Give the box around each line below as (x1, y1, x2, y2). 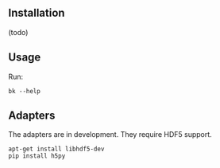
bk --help (8, 87, 41, 95)
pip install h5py (8, 152, 66, 160)
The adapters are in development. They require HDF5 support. (8, 130, 212, 139)
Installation (8, 6, 65, 20)
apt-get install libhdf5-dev (8, 145, 105, 154)
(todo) (8, 27, 29, 37)
